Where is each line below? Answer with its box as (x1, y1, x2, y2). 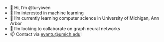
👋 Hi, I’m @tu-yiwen (9, 5, 51, 10)
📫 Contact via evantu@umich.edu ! (9, 31, 82, 37)
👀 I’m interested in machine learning (9, 10, 84, 16)
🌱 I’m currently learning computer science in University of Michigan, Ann (9, 15, 160, 21)
